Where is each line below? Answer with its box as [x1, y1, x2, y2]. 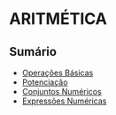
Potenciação [21, 77, 68, 88]
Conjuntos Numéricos [21, 87, 102, 96]
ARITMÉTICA [9, 9, 108, 29]
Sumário [9, 44, 58, 59]
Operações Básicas [21, 67, 94, 78]
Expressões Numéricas [21, 96, 107, 106]
